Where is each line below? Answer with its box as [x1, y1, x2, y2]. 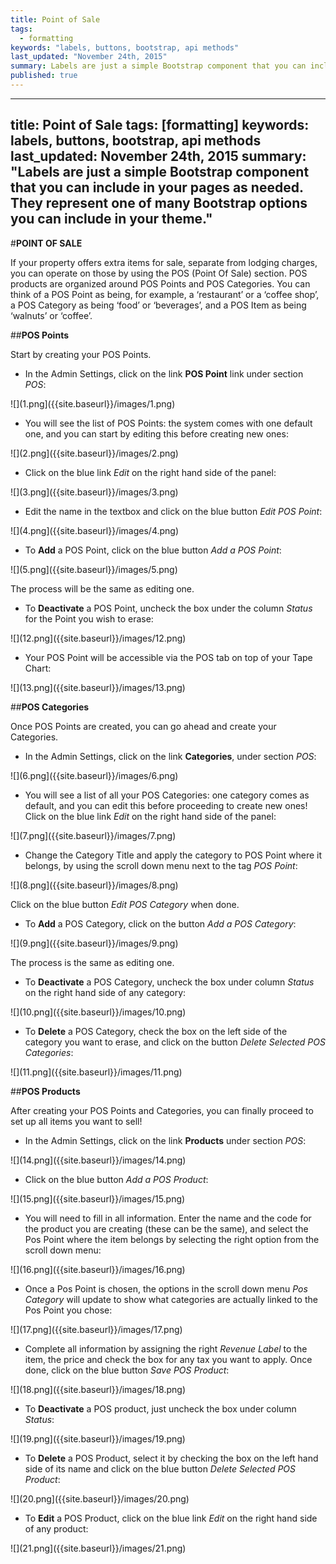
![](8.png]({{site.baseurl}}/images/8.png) [10, 879, 179, 891]
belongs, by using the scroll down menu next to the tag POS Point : [24, 859, 298, 871]
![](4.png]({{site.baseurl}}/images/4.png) [10, 524, 180, 536]
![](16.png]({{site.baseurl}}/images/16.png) [10, 1263, 186, 1275]
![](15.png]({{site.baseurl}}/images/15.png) [10, 1192, 186, 1205]
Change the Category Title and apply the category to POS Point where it [24, 849, 323, 861]
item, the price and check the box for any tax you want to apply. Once [24, 1353, 313, 1365]
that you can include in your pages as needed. [10, 179, 304, 196]
